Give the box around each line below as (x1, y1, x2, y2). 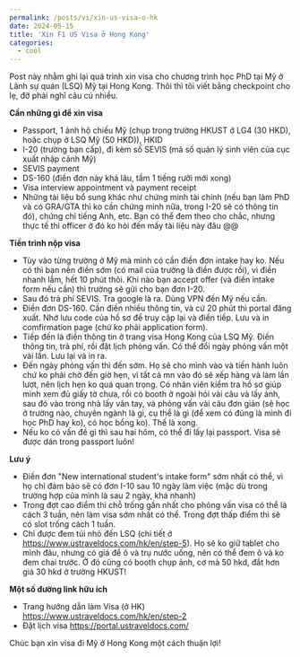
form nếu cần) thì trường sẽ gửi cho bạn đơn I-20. (21, 284, 206, 294)
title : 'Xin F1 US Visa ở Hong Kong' (9, 30, 150, 39)
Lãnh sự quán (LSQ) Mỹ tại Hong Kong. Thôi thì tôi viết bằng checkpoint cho (9, 81, 291, 92)
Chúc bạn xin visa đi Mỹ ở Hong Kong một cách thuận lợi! (9, 638, 221, 649)
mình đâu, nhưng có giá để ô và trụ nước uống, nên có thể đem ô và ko (21, 547, 285, 558)
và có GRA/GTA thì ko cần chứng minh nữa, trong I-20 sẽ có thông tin (21, 201, 279, 212)
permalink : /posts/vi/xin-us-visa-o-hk (9, 13, 159, 22)
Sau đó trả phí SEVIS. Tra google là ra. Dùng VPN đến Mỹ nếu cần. (21, 293, 269, 304)
